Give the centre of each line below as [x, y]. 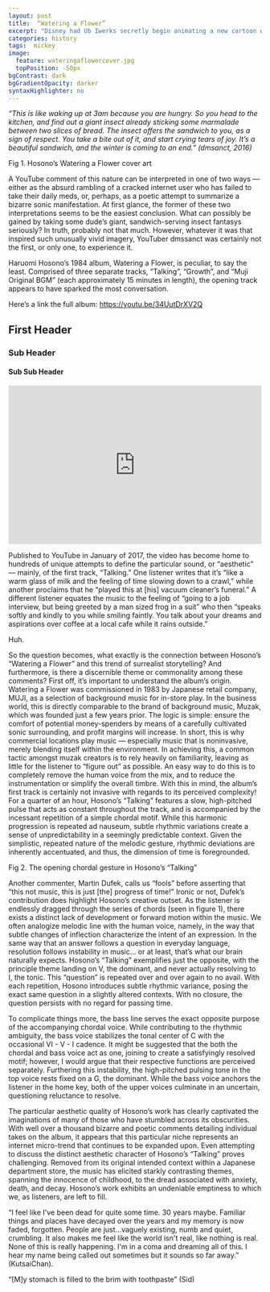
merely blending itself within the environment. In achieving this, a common [131, 749]
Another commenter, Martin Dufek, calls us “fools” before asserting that [127, 883]
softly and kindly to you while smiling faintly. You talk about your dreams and [135, 615]
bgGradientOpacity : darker [53, 83]
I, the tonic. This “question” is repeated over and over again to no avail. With [134, 977]
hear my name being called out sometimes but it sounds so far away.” [124, 1255]
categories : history [43, 38]
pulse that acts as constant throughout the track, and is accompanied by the [135, 809]
